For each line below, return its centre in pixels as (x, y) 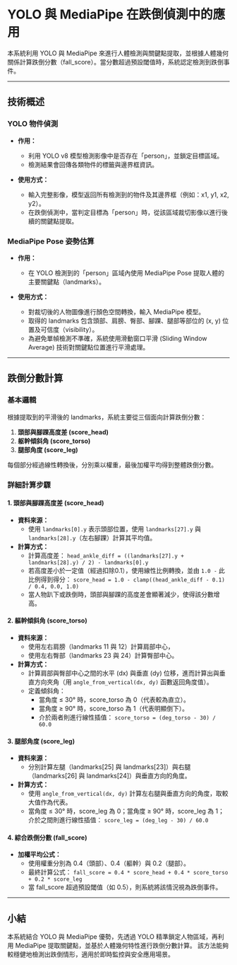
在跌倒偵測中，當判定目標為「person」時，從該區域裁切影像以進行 (125, 212)
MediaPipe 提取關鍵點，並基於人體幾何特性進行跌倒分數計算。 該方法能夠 (122, 946)
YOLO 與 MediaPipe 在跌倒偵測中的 (110, 15)
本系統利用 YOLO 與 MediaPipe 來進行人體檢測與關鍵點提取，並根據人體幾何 (118, 53)
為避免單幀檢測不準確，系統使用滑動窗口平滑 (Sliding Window (117, 338)
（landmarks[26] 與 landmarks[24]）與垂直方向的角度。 (110, 776)
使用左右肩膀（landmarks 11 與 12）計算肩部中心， (101, 646)
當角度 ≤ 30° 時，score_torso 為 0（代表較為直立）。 (114, 699)
